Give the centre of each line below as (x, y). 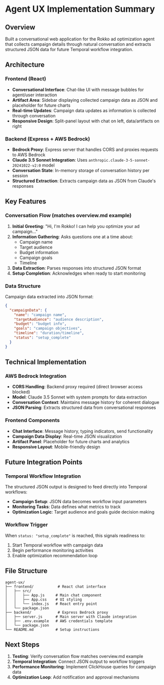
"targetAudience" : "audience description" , (59, 319)
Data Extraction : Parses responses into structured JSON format (77, 268)
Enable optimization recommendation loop (55, 555)
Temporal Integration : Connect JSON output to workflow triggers (78, 661)
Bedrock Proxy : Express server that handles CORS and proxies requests (85, 149)
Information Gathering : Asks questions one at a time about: (72, 236)
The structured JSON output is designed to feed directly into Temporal (76, 487)
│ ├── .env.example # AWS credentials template (59, 621)
